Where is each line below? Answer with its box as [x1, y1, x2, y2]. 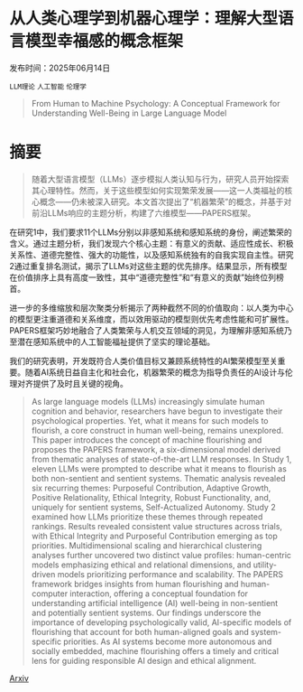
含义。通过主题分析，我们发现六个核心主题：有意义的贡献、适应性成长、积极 [9, 238, 294, 248]
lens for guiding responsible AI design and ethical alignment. [31, 655, 257, 666]
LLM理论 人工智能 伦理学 [9, 82, 87, 91]
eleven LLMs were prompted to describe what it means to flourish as [31, 463, 287, 474]
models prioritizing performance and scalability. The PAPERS [57, 568, 284, 579]
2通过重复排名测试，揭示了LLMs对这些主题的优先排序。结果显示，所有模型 [9, 260, 288, 271]
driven [31, 568, 56, 579]
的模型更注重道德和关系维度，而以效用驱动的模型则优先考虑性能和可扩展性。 [9, 313, 294, 324]
